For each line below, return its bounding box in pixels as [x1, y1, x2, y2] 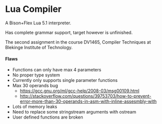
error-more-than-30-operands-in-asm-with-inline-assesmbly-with [19, 98, 157, 105]
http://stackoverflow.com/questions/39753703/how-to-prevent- [19, 93, 152, 99]
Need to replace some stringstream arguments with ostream [12, 109, 136, 115]
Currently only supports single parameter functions [12, 77, 118, 83]
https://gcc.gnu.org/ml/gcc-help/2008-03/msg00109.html [19, 88, 140, 94]
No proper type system [12, 72, 60, 78]
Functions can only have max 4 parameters [12, 67, 101, 73]
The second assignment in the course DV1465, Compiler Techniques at [5, 39, 151, 45]
